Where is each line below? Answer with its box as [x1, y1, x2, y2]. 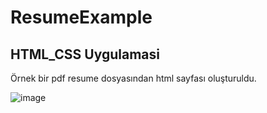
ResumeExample [10, 6, 153, 29]
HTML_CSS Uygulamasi [10, 46, 160, 63]
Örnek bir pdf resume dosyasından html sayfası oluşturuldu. [10, 72, 257, 84]
